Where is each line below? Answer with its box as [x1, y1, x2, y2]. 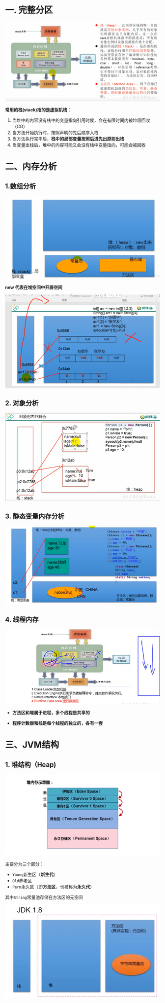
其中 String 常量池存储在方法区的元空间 [5, 895, 83, 900]
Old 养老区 [12, 878, 32, 884]
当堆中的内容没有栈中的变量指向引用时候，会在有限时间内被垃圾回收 [12, 117, 150, 123]
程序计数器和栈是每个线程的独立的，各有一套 [12, 720, 103, 726]
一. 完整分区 [5, 4, 53, 16]
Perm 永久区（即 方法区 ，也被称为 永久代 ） [12, 884, 95, 890]
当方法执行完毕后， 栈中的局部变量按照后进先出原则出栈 [12, 136, 124, 142]
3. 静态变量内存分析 [5, 512, 65, 520]
